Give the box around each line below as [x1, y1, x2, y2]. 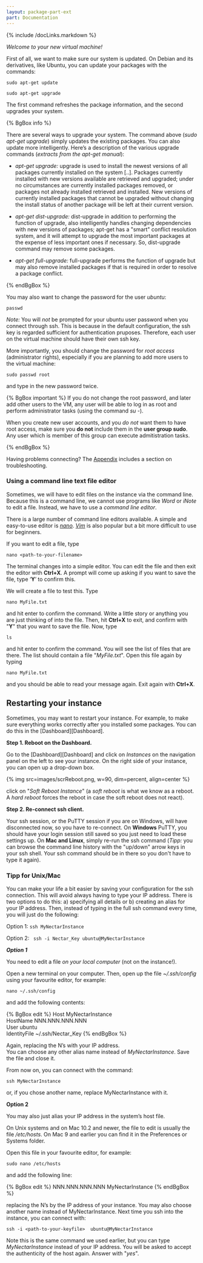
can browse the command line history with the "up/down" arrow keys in [6, 843, 185, 851]
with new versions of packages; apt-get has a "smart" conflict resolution [15, 226, 197, 233]
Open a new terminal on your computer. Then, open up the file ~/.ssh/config [6, 970, 197, 977]
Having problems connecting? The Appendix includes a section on [6, 455, 173, 462]
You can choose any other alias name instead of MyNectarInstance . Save [6, 1048, 190, 1056]
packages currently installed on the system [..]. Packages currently [15, 169, 183, 176]
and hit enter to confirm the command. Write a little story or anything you [6, 610, 188, 617]
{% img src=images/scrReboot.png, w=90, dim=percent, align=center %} [6, 775, 190, 782]
